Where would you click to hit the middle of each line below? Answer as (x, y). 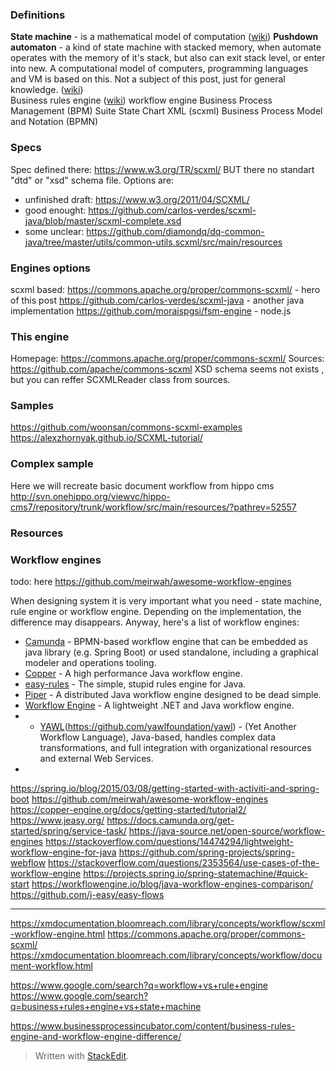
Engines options (51, 268)
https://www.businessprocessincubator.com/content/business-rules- (153, 1026)
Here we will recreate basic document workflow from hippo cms (142, 485)
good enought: (55, 210)
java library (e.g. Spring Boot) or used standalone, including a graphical (171, 652)
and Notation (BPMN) (54, 122)
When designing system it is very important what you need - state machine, (166, 601)
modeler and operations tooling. (90, 662)
